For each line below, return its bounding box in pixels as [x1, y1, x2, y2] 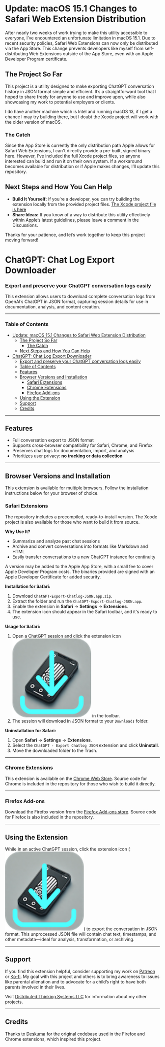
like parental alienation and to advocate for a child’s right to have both [5, 979, 146, 984]
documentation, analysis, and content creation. [5, 304, 101, 310]
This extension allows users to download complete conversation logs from [5, 294, 156, 300]
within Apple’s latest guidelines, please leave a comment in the [12, 217, 139, 223]
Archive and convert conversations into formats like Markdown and [12, 543, 148, 549]
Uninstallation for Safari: [5, 727, 56, 733]
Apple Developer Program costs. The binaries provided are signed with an [5, 569, 155, 574]
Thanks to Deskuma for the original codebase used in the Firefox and [5, 1031, 145, 1037]
